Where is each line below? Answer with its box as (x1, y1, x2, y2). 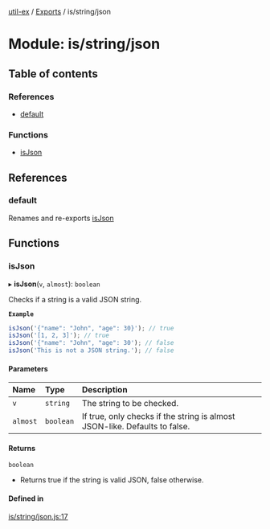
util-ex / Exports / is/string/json (8, 7, 111, 16)
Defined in (8, 494, 44, 503)
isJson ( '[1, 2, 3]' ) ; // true (8, 331, 110, 340)
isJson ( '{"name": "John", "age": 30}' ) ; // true (8, 324, 174, 332)
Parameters (8, 363, 48, 373)
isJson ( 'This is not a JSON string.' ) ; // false (8, 347, 174, 355)
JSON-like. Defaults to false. (81, 421, 190, 433)
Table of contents (8, 67, 98, 80)
